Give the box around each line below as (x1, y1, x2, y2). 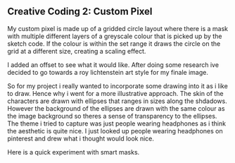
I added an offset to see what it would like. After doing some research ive (7, 60, 220, 69)
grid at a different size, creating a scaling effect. (7, 47, 146, 55)
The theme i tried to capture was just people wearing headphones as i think (7, 119, 227, 128)
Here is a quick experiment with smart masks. (7, 147, 140, 156)
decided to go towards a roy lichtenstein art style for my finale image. (7, 68, 209, 76)
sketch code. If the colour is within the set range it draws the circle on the (7, 39, 221, 48)
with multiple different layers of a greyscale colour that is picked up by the (7, 32, 222, 40)
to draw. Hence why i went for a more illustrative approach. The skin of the (7, 89, 224, 97)
